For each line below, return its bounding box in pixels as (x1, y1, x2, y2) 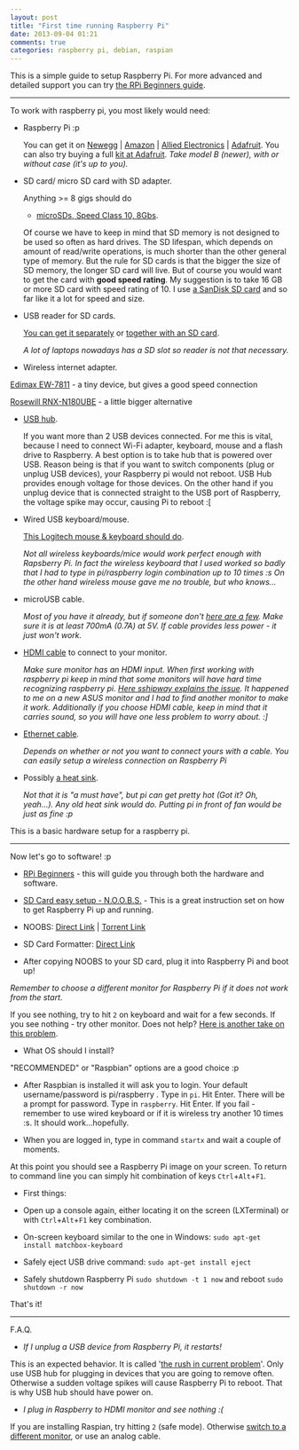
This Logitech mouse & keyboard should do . (22, 532, 185, 542)
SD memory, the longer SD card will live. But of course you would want (22, 265, 282, 276)
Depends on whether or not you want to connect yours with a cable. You (22, 746, 289, 757)
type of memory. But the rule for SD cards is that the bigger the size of (22, 256, 281, 266)
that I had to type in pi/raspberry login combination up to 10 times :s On (22, 567, 285, 578)
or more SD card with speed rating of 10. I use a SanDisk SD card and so (22, 284, 287, 295)
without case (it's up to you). (22, 159, 129, 169)
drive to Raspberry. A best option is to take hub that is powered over (22, 450, 273, 461)
